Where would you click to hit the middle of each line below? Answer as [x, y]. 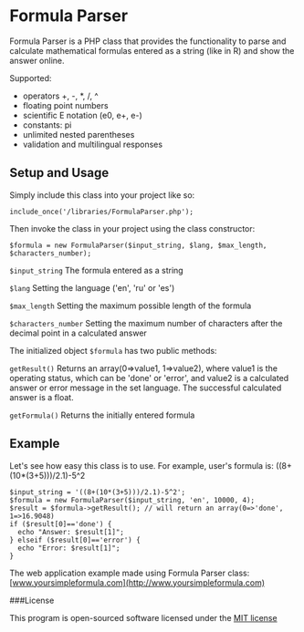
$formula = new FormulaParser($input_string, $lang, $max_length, [138, 245]
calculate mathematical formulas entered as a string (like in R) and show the [152, 50]
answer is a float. [42, 397]
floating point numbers [65, 105]
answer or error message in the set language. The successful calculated [146, 388]
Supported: [31, 78]
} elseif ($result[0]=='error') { [75, 540]
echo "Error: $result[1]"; [69, 548]
